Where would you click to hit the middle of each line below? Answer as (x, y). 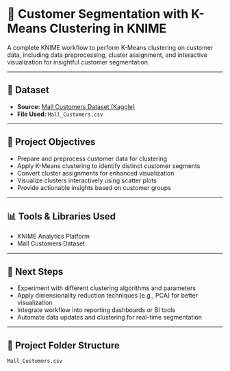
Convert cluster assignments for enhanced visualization (95, 173)
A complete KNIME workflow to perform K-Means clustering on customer (110, 47)
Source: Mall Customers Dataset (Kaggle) (76, 106)
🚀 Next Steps (35, 271)
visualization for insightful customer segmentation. (78, 62)
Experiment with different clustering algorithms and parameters (106, 288)
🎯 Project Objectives (51, 142)
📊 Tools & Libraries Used (62, 216)
